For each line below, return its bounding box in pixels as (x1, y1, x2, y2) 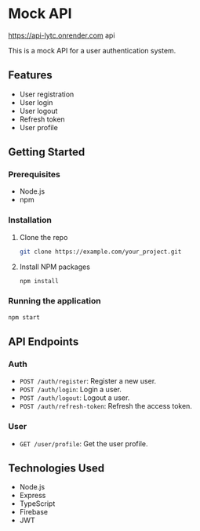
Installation (8, 215, 53, 226)
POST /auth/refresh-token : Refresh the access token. (19, 402, 192, 411)
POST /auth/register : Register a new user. (19, 376, 157, 386)
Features (8, 68, 53, 82)
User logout (19, 106, 58, 115)
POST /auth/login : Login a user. (19, 385, 122, 395)
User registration (19, 89, 75, 99)
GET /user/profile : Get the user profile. (19, 438, 148, 448)
